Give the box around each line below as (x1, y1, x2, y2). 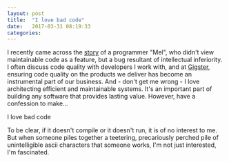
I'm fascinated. (7, 148, 50, 156)
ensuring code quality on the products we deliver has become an (7, 70, 192, 79)
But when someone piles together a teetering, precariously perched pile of (7, 134, 219, 142)
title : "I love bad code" (7, 17, 85, 23)
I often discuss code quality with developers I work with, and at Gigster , (7, 63, 210, 71)
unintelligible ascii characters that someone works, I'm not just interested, (7, 141, 217, 149)
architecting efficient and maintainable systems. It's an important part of (7, 85, 212, 93)
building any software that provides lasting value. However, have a (7, 92, 196, 101)
